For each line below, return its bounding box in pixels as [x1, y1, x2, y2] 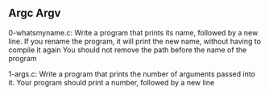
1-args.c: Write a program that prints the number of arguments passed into [8, 68, 256, 79]
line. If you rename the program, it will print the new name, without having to [8, 36, 262, 46]
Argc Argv [8, 6, 61, 20]
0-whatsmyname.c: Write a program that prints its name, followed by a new [8, 27, 259, 37]
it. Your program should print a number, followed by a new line [8, 77, 215, 87]
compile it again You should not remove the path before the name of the [8, 44, 247, 55]
